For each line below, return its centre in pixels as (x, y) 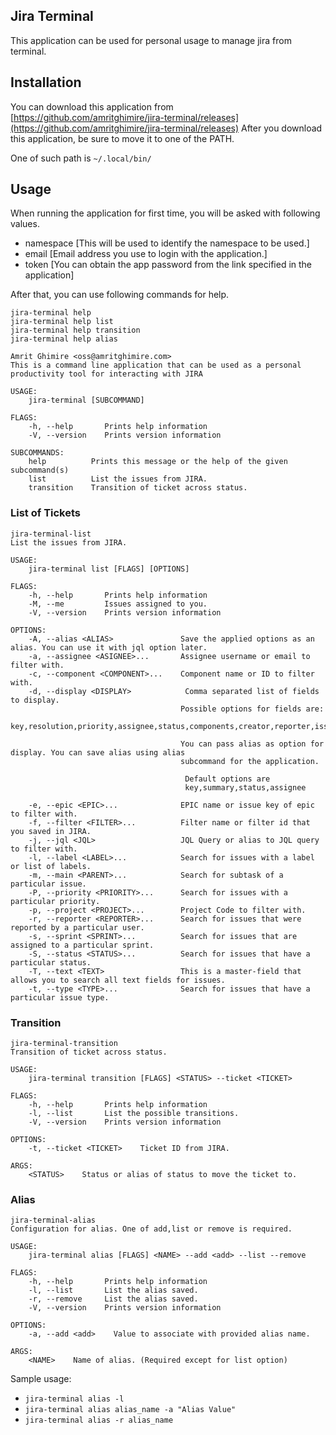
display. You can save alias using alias (98, 752)
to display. (35, 700)
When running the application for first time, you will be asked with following (165, 213)
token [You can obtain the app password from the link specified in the (168, 265)
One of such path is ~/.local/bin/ (81, 158)
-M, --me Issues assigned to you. (118, 604)
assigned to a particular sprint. (82, 945)
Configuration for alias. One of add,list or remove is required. (151, 1229)
